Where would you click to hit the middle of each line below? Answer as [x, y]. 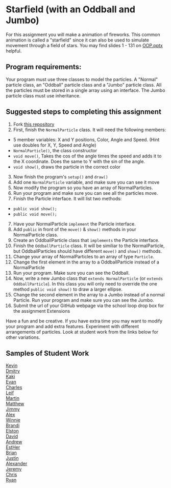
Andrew [14, 442]
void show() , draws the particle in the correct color [67, 167]
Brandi [13, 425]
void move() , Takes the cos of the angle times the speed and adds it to [87, 156]
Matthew [15, 404]
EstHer [13, 448]
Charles [14, 388]
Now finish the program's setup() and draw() [60, 177]
